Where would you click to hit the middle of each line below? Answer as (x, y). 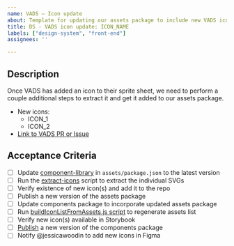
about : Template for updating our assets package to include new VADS (112, 20)
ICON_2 (39, 126)
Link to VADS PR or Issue (53, 134)
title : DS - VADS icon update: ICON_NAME (68, 26)
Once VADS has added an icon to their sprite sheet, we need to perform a (113, 91)
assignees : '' (28, 40)
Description (33, 74)
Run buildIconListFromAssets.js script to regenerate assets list (107, 212)
